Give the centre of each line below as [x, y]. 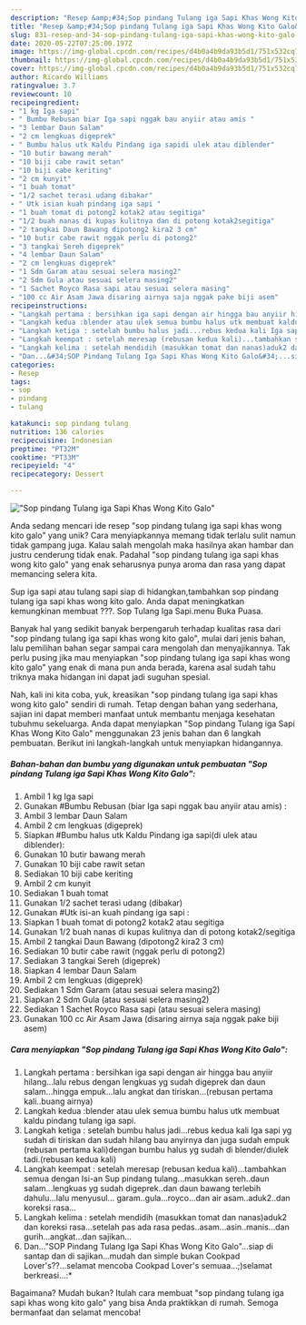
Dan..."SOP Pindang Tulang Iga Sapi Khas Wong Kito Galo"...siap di [148, 1246]
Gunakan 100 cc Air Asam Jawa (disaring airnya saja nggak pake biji [151, 1018]
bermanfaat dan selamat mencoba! [76, 1312]
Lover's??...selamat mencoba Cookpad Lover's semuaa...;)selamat [148, 1265]
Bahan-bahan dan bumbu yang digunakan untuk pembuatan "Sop [139, 764]
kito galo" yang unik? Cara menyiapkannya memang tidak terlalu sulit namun [153, 535]
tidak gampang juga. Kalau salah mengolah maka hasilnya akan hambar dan [152, 545]
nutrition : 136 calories [57, 432]
